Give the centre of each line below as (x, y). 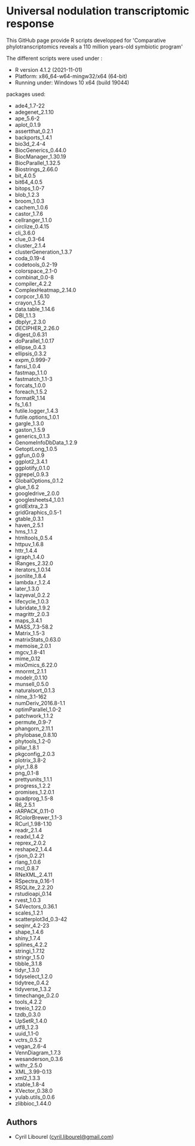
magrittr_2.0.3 (32, 614)
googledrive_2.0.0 (37, 493)
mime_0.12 (28, 659)
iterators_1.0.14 (33, 569)
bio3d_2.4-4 (30, 144)
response (30, 24)
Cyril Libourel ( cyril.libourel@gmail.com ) (64, 1136)
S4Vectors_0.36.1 (36, 906)
